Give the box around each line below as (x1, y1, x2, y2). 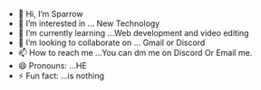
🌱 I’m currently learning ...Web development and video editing (17, 28, 249, 38)
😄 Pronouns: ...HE (17, 60, 88, 71)
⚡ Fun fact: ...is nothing (17, 70, 105, 81)
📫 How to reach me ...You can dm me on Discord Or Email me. (17, 48, 253, 58)
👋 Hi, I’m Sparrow (17, 9, 83, 19)
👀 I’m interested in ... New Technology (17, 18, 160, 29)
